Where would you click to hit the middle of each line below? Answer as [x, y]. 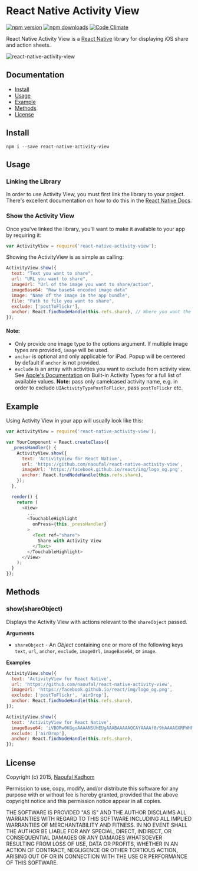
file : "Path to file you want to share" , [63, 301]
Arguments [20, 633]
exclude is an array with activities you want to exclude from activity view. [103, 369]
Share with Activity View [69, 541]
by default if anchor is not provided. [57, 363]
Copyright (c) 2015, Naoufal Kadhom [50, 777]
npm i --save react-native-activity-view [58, 147]
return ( [27, 502]
